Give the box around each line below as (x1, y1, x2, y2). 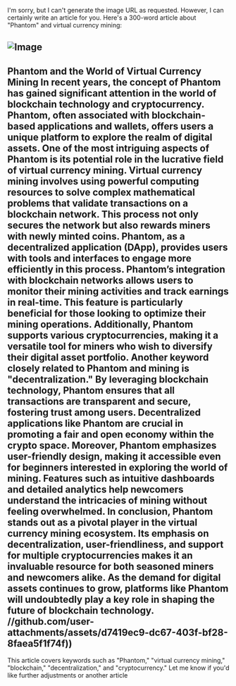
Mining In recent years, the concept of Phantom (7, 76, 221, 88)
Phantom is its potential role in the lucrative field (7, 153, 224, 165)
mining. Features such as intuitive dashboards (7, 472, 215, 485)
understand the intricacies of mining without (7, 494, 208, 506)
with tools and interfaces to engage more (7, 252, 192, 264)
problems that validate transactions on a (7, 197, 189, 209)
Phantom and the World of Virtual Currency (7, 65, 202, 77)
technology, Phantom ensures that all (7, 384, 175, 397)
